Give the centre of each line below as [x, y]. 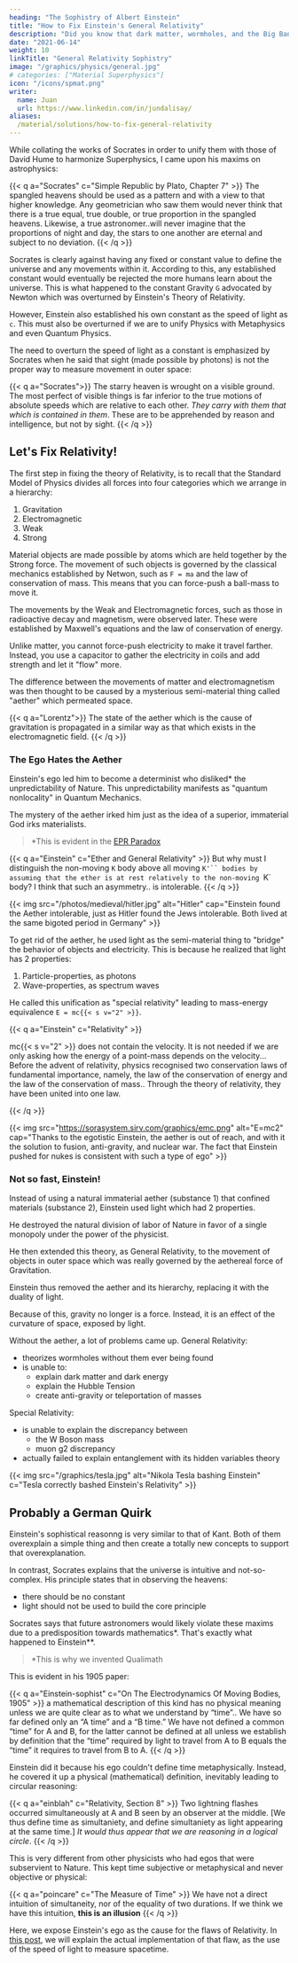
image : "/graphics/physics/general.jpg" [85, 67]
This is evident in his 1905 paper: [70, 1677]
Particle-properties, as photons [79, 976]
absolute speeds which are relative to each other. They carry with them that [148, 405]
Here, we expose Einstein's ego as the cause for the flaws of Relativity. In [143, 1930]
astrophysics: [34, 168]
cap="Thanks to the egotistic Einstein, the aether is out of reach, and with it [147, 1138]
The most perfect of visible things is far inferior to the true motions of [136, 396]
